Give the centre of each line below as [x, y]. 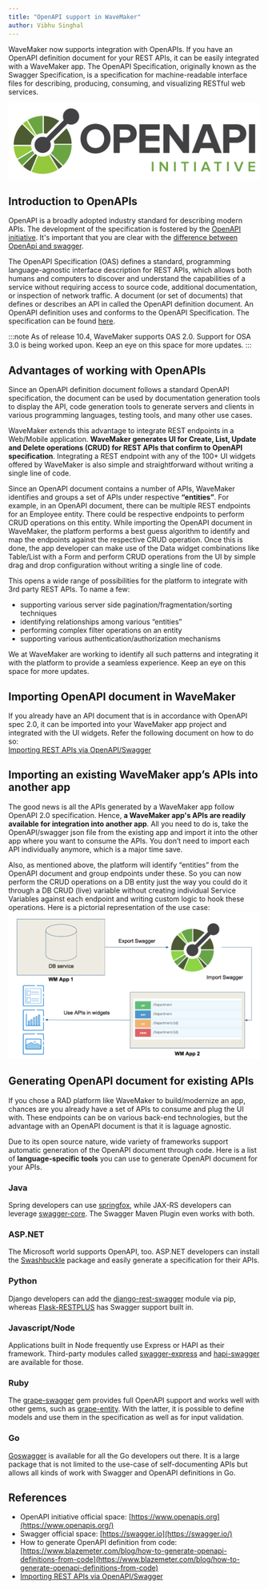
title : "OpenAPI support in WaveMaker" [75, 17]
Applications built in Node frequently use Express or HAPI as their [117, 1345]
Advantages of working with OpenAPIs [107, 370]
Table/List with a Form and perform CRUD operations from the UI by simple [132, 557]
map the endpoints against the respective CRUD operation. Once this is [126, 540]
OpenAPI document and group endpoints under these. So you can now [125, 873]
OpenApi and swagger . [46, 246]
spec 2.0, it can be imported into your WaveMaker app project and [118, 724]
